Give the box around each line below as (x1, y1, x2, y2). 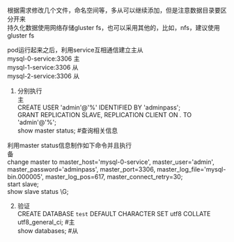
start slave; (7, 180, 40, 188)
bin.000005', (7, 173, 44, 181)
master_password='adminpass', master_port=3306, (7, 165, 155, 173)
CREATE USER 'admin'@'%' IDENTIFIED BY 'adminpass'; (17, 103, 181, 112)
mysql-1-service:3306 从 (7, 63, 79, 71)
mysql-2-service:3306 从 (7, 72, 80, 80)
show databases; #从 (17, 227, 79, 235)
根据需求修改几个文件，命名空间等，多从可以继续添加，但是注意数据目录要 (7, 6, 221, 14)
